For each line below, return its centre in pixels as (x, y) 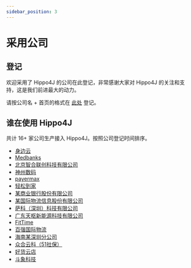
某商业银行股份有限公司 (44, 194)
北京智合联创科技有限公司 (46, 165)
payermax (27, 179)
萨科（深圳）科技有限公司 (46, 208)
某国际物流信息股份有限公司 (49, 201)
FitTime (24, 222)
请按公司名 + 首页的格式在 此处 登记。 (53, 102)
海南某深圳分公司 (36, 237)
